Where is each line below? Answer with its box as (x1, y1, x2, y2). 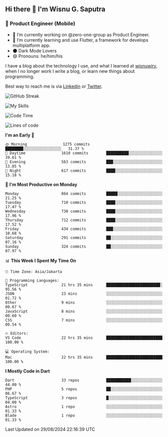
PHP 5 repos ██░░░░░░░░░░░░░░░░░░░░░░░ (5, 386, 163, 392)
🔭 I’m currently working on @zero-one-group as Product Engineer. (12, 31, 150, 38)
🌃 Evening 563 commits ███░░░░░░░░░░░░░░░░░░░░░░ (5, 159, 163, 164)
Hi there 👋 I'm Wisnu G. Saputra (5, 5, 105, 14)
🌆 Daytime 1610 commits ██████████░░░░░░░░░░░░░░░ (5, 151, 163, 156)
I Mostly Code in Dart (5, 368, 50, 374)
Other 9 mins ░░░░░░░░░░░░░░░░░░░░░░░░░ (5, 300, 163, 305)
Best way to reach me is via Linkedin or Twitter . (5, 83, 103, 89)
